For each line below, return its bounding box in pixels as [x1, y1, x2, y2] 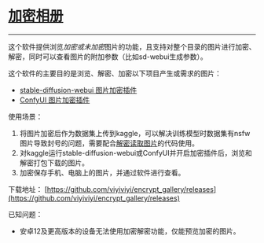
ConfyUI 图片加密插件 [19, 95, 90, 105]
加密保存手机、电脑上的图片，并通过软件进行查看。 [19, 168, 185, 177]
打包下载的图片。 [33, 158, 89, 168]
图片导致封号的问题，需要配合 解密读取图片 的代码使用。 [19, 138, 199, 148]
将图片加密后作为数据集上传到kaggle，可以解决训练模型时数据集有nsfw [19, 128, 251, 138]
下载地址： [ [8, 184, 48, 193]
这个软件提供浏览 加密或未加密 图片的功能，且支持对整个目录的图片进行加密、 [8, 42, 256, 51]
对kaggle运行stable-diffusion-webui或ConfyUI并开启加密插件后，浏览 [19, 148, 246, 157]
